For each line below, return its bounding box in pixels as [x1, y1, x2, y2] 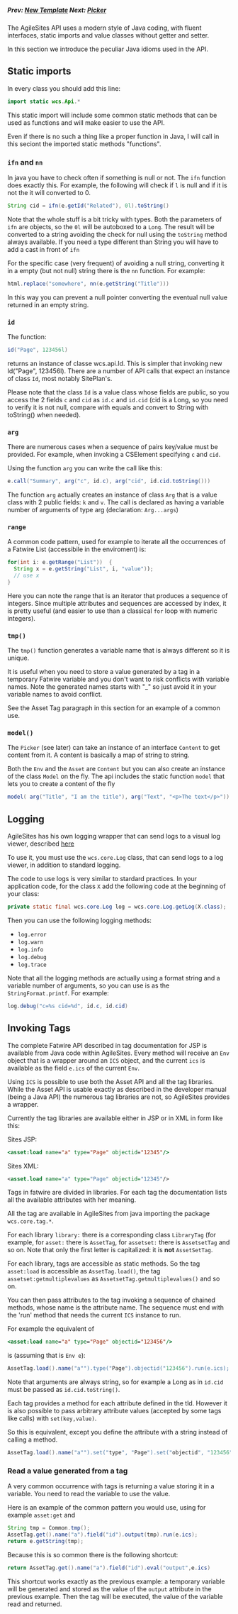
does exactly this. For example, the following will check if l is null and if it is [7, 181, 228, 189]
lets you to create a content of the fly [7, 780, 115, 788]
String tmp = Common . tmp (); [7, 1525, 91, 1532]
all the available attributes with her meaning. [7, 1195, 137, 1204]
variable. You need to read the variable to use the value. [7, 1490, 171, 1498]
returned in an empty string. [7, 300, 89, 309]
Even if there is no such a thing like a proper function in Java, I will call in [7, 132, 220, 140]
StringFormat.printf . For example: [7, 989, 110, 997]
